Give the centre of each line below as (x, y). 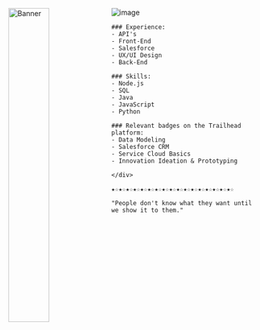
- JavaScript (133, 105)
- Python (126, 112)
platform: (128, 133)
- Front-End (131, 41)
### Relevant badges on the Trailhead (176, 126)
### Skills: (131, 76)
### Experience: (138, 27)
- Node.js (128, 84)
